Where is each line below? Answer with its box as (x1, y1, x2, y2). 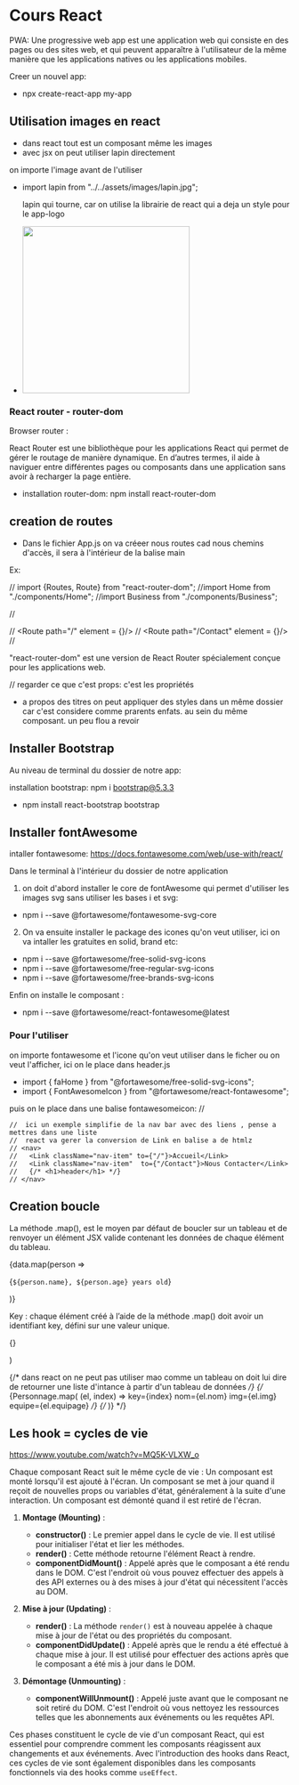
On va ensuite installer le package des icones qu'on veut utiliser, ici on (21, 927, 280, 937)
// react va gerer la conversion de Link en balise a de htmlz (9, 1136, 253, 1145)
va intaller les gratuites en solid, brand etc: (21, 937, 179, 947)
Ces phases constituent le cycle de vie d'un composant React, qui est (9, 1729, 265, 1740)
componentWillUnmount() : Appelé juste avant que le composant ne (35, 1693, 289, 1704)
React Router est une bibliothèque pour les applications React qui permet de (9, 442, 289, 454)
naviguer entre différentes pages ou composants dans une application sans (9, 462, 287, 473)
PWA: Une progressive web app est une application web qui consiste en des (9, 35, 289, 45)
